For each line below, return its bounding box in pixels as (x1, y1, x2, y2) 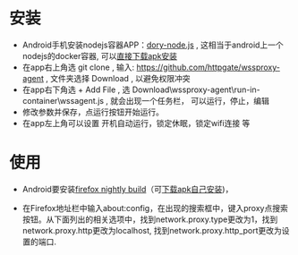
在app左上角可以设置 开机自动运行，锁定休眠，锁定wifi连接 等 (21, 117, 251, 128)
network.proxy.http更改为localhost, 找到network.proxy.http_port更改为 (21, 225, 282, 235)
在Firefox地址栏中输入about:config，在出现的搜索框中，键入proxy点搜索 (21, 202, 288, 213)
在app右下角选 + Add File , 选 (21, 84, 131, 95)
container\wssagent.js (21, 95, 105, 106)
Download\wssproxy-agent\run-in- (132, 84, 261, 95)
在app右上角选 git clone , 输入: (21, 62, 135, 72)
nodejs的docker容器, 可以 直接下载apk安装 (21, 50, 177, 61)
